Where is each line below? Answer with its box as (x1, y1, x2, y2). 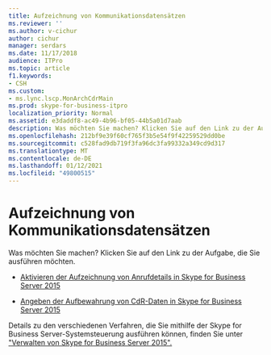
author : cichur (8, 34, 60, 43)
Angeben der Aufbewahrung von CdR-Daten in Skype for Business (19, 296, 242, 306)
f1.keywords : (8, 72, 52, 80)
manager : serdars (8, 42, 67, 50)
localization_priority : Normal (8, 110, 114, 118)
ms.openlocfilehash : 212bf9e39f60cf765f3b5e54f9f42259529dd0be (8, 132, 226, 140)
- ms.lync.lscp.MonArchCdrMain (8, 94, 114, 102)
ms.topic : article (8, 65, 70, 73)
